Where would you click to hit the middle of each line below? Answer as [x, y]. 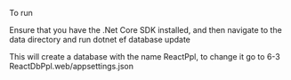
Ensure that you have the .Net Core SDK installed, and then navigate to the [145, 30]
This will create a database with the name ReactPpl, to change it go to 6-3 [145, 56]
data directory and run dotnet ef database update [100, 40]
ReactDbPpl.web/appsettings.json [71, 66]
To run [21, 13]
